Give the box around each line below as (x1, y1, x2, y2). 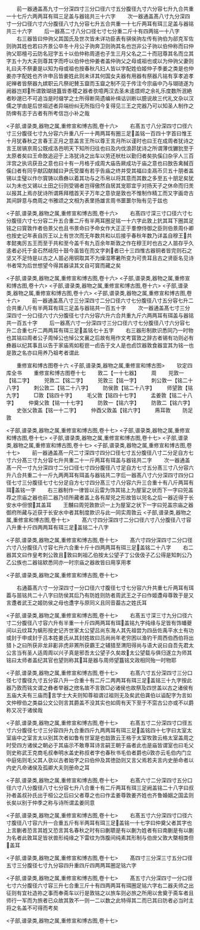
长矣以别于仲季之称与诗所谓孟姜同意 (6, 799, 95, 806)
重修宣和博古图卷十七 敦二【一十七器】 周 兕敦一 (33, 369, 185, 376)
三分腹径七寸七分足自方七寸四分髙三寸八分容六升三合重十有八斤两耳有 (21, 479, 194, 486)
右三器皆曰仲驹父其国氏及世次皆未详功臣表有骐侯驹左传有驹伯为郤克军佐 (16, 35, 194, 42)
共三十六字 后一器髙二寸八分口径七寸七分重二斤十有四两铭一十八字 (6, 27, 180, 35)
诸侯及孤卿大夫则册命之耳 (26, 764, 90, 771)
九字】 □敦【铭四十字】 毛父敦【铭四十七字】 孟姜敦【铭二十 (6, 392, 187, 399)
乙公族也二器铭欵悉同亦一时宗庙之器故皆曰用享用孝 (6, 559, 132, 566)
